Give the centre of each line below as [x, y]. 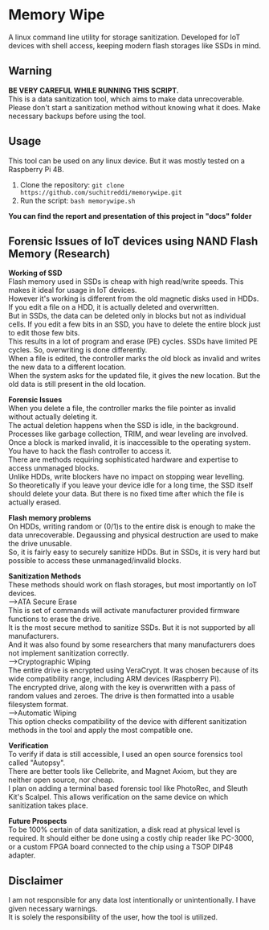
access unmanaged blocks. [54, 468]
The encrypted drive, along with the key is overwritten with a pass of [122, 687]
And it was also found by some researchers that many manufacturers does [132, 644]
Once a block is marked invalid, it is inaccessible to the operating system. [130, 442]
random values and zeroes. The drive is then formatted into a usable [121, 696]
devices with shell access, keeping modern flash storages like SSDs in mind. [134, 45]
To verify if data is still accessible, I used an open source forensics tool [126, 755]
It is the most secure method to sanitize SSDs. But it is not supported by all [132, 628]
